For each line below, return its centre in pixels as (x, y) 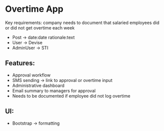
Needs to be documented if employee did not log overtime (71, 96)
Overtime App (34, 9)
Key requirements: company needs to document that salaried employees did (82, 23)
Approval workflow (31, 75)
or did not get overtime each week (40, 27)
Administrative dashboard (38, 85)
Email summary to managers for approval (54, 91)
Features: (20, 63)
